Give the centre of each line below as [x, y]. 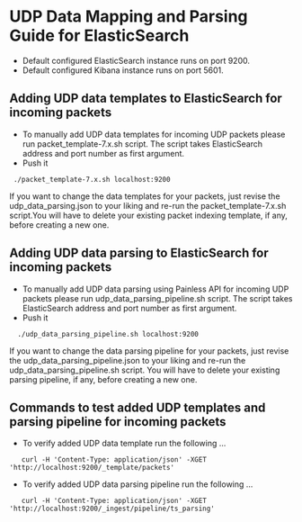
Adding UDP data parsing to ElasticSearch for [139, 253]
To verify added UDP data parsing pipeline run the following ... [138, 484]
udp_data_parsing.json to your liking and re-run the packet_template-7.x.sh [148, 205]
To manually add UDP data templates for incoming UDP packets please [154, 134]
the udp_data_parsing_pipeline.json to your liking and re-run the [128, 360]
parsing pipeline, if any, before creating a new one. [103, 379]
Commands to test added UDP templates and [138, 407]
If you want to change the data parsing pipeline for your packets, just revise [149, 351]
